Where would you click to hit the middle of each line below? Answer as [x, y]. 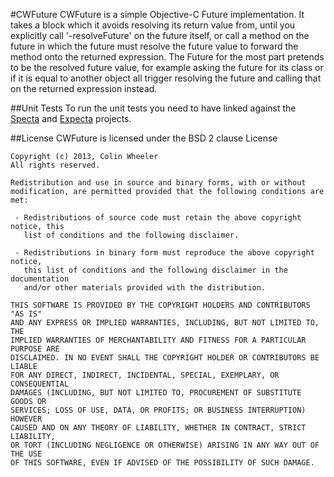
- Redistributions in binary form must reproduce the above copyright [164, 253]
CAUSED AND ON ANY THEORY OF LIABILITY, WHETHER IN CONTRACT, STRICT [158, 428]
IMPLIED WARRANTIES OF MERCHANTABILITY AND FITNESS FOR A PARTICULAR [158, 340]
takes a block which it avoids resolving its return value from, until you [153, 25]
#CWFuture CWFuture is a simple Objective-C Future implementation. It [157, 14]
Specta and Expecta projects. [71, 118]
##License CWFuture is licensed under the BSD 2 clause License [144, 138]
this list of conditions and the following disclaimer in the [155, 270]
